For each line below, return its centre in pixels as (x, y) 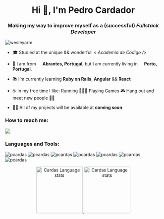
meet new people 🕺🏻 (34, 98)
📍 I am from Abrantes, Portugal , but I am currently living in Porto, (84, 64)
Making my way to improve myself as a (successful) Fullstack (83, 26)
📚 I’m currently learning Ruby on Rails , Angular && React (72, 79)
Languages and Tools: (32, 144)
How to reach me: (27, 120)
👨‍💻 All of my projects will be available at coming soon (67, 108)
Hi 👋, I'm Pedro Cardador (83, 10)
